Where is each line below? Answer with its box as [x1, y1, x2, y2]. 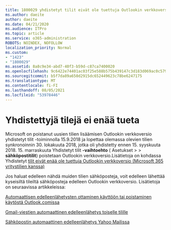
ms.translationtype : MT [5, 78, 56, 83]
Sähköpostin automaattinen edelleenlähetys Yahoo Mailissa [5, 219, 130, 225]
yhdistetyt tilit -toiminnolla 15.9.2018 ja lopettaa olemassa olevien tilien [5, 137, 153, 143]
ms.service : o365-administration [5, 36, 76, 41]
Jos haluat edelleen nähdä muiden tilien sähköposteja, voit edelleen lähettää [5, 173, 165, 179]
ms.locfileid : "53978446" [5, 92, 60, 97]
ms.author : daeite [5, 12, 44, 17]
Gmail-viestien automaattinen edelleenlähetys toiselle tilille [5, 209, 128, 215]
